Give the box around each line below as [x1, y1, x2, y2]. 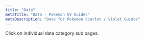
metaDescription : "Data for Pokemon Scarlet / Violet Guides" [5, 16, 140, 21]
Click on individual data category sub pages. [5, 30, 99, 36]
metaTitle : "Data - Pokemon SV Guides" [5, 12, 90, 17]
